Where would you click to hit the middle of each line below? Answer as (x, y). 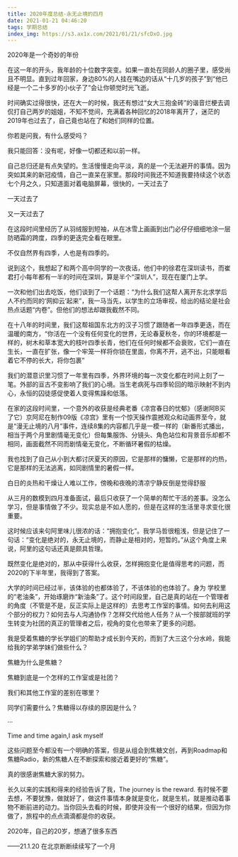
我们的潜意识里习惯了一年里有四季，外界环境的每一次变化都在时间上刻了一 (116, 376)
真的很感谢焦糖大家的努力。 (48, 775)
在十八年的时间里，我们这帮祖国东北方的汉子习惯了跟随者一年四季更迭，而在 (119, 325)
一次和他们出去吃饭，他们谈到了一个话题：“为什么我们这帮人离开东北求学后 (118, 292)
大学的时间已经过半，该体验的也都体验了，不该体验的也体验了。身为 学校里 (117, 588)
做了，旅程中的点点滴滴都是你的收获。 (63, 816)
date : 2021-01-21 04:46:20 (47, 21)
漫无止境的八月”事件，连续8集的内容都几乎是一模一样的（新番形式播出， (122, 426)
